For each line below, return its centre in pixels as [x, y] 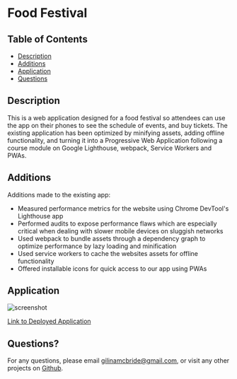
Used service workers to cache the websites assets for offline [108, 253]
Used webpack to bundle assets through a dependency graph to [111, 238]
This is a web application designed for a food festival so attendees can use [116, 117]
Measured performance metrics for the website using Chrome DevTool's [123, 208]
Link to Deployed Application [49, 321]
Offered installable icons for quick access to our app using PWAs [112, 268]
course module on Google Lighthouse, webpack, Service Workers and [110, 148]
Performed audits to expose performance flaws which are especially [117, 223]
